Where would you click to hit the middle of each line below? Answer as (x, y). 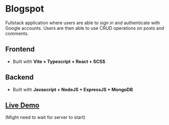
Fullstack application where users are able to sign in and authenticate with (83, 23)
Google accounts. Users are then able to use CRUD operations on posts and (85, 28)
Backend (20, 77)
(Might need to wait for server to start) (45, 117)
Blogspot (25, 9)
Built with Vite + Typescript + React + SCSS (59, 61)
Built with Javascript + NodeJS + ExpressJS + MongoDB (73, 89)
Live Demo (22, 105)
